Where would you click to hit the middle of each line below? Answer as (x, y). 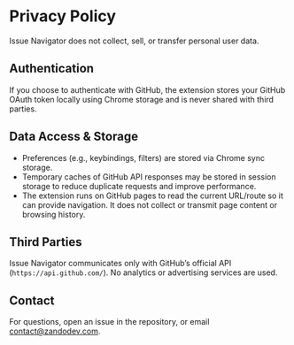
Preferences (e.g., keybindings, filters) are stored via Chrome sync (143, 157)
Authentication (52, 69)
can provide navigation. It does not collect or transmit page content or (150, 204)
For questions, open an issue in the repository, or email (109, 322)
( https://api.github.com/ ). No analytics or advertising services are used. (143, 272)
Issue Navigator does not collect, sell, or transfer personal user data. (134, 41)
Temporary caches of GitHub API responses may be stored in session (149, 176)
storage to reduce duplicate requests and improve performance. (139, 186)
